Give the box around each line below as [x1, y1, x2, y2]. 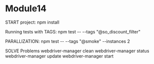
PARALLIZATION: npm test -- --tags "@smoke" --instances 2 [5, 38, 130, 44]
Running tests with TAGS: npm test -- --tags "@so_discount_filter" [5, 29, 141, 34]
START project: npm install [5, 19, 60, 25]
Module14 [5, 3, 47, 14]
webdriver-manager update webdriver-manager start [5, 53, 114, 59]
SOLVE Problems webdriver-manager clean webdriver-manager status [5, 48, 150, 54]
